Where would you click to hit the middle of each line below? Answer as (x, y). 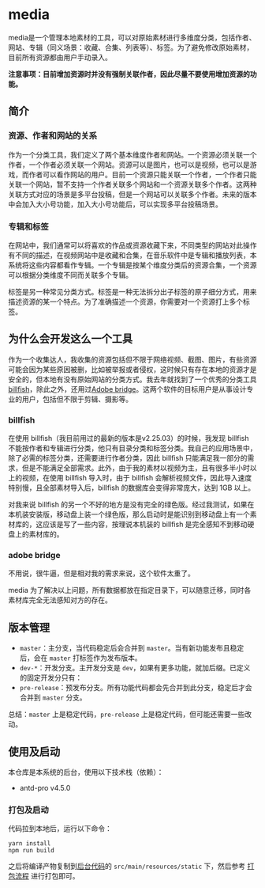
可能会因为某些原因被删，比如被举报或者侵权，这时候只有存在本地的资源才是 (132, 369)
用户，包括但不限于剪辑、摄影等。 (77, 399)
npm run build (32, 851)
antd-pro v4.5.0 (45, 787)
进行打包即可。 (55, 876)
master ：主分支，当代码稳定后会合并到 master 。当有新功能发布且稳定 (132, 648)
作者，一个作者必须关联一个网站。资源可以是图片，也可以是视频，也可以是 (129, 165)
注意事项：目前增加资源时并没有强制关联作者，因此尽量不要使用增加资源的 (129, 74)
